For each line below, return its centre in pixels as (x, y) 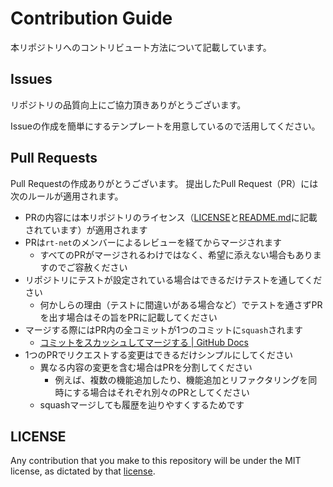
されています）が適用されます (86, 229)
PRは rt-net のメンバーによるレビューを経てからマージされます (153, 242)
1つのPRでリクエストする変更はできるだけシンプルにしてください (158, 354)
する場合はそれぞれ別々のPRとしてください (161, 392)
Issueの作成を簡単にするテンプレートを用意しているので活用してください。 (165, 126)
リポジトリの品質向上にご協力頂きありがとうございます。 (128, 104)
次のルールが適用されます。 (67, 196)
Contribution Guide (91, 18)
